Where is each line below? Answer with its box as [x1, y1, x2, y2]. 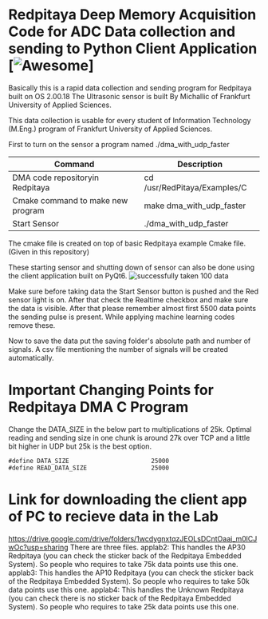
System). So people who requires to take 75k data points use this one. [8, 559, 238, 569]
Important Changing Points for [8, 381, 214, 399]
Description [176, 158, 223, 170]
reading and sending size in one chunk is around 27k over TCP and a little [8, 433, 250, 442]
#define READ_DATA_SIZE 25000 [8, 464, 170, 472]
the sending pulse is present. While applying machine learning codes [8, 312, 235, 321]
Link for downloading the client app [8, 490, 247, 509]
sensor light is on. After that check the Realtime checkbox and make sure [8, 294, 249, 305]
